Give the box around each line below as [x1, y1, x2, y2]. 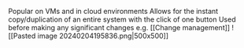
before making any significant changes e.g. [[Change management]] [8, 23, 231, 32]
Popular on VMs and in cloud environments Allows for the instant [8, 7, 219, 15]
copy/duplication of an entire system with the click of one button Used [8, 15, 236, 24]
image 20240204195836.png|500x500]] [37, 31, 169, 40]
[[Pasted [8, 31, 36, 40]
